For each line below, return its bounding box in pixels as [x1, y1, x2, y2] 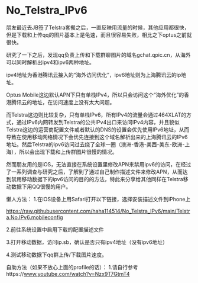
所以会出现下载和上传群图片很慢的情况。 [18, 148, 118, 155]
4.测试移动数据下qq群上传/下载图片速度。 [6, 251, 108, 258]
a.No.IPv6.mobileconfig [6, 214, 63, 221]
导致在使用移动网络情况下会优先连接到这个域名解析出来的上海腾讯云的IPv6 [6, 133, 188, 140]
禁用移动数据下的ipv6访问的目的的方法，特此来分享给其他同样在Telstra [11, 175, 183, 182]
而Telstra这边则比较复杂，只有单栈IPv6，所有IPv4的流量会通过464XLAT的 [6, 111, 187, 118]
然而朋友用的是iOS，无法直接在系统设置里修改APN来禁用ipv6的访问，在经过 [6, 160, 191, 168]
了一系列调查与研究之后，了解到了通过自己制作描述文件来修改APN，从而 [6, 168, 183, 175]
